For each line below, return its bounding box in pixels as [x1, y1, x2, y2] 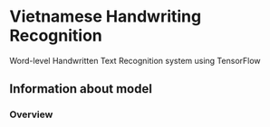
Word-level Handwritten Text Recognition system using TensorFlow [9, 55, 261, 66]
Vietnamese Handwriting [9, 6, 202, 27]
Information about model [9, 81, 152, 96]
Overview [9, 108, 53, 121]
